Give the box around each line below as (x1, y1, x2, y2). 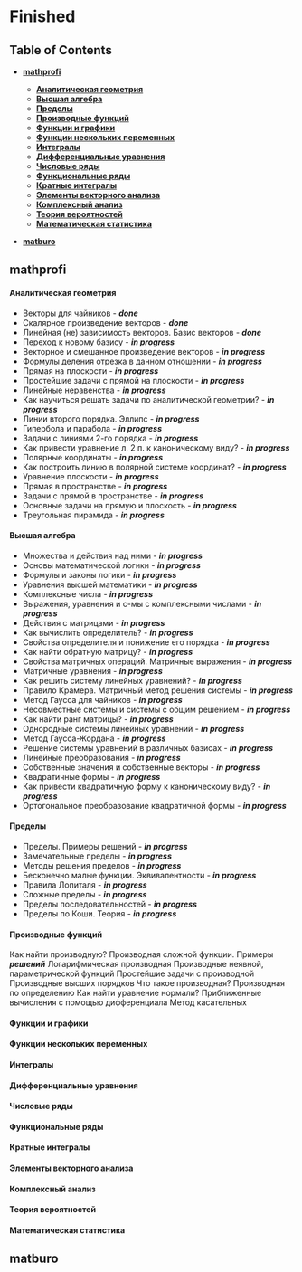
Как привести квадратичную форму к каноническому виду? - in (22, 781, 271, 792)
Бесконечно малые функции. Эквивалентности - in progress (22, 870, 257, 880)
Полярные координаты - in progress (22, 451, 164, 462)
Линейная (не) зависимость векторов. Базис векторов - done (22, 327, 262, 337)
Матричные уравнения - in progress (22, 665, 163, 676)
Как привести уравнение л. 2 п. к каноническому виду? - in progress (22, 441, 290, 453)
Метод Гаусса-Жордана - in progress (22, 733, 166, 744)
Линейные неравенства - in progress (22, 384, 166, 395)
